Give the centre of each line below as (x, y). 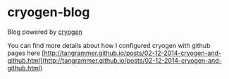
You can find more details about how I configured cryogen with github (109, 45)
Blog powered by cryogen (45, 32)
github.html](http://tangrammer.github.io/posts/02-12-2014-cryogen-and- (114, 60)
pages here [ (26, 53)
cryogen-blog (49, 12)
